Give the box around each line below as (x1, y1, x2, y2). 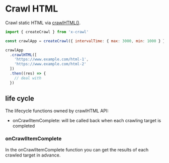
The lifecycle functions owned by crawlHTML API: (5, 108, 109, 114)
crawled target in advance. (5, 152, 61, 158)
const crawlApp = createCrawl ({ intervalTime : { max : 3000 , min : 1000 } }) (5, 38, 167, 43)
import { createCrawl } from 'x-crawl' (5, 29, 89, 34)
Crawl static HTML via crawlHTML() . (5, 20, 81, 26)
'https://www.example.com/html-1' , (14, 57, 89, 62)
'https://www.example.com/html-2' (14, 61, 87, 67)
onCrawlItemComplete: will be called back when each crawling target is (12, 117, 161, 123)
